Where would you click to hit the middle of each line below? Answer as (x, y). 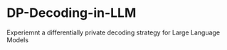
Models (18, 39)
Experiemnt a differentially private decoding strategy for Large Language (114, 32)
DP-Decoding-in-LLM (72, 13)
